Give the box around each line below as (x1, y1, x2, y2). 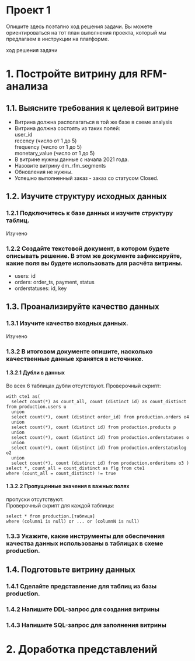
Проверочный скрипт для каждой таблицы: (6, 502, 115, 509)
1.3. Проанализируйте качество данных (6, 302, 159, 312)
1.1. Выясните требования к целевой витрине (6, 103, 179, 113)
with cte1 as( (6, 393, 41, 399)
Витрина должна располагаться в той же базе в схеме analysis (14, 118, 172, 125)
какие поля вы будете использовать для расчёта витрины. (6, 259, 183, 267)
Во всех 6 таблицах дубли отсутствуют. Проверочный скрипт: (6, 382, 162, 389)
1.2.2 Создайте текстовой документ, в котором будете (6, 244, 170, 253)
